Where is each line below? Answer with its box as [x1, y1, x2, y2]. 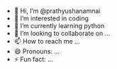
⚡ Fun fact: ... [13, 55, 53, 63]
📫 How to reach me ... [13, 37, 80, 45]
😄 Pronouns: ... [13, 47, 60, 56]
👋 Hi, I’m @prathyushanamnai [13, 7, 101, 15]
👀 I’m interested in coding [13, 14, 89, 23]
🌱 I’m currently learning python [13, 22, 105, 30]
